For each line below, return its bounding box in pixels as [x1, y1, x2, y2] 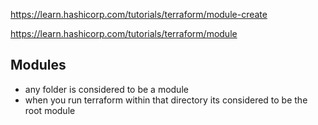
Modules [10, 57, 67, 74]
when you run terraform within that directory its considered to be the [24, 94, 308, 106]
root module [24, 104, 76, 116]
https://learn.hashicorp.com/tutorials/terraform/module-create [10, 9, 268, 20]
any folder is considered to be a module [24, 83, 189, 95]
